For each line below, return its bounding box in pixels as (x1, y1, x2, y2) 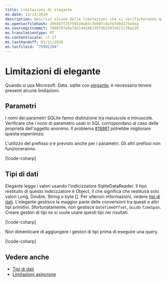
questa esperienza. (5, 131, 45, 137)
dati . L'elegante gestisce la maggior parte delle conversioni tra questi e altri (5, 199, 159, 205)
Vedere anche (5, 253, 50, 261)
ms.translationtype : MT (5, 30, 55, 35)
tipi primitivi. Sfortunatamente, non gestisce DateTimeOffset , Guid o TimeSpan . (5, 204, 162, 210)
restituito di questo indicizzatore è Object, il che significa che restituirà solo (5, 188, 159, 194)
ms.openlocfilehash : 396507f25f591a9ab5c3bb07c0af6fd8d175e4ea (5, 21, 139, 26)
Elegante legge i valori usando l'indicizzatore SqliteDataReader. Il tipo (5, 183, 147, 189)
